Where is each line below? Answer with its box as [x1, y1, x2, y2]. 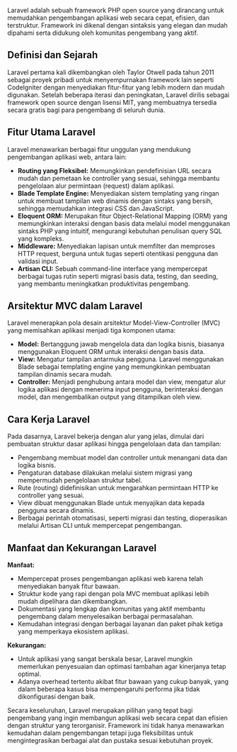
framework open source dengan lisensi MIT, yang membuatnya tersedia [7, 98, 217, 106]
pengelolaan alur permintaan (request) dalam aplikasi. [17, 181, 175, 190]
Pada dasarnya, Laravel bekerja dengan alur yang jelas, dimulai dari [7, 432, 204, 441]
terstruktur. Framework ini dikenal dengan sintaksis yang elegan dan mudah [7, 21, 228, 29]
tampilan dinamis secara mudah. [17, 370, 112, 379]
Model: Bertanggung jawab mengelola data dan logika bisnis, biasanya [17, 340, 225, 348]
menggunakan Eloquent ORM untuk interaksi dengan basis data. [17, 348, 205, 356]
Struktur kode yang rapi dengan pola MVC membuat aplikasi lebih [17, 590, 209, 598]
